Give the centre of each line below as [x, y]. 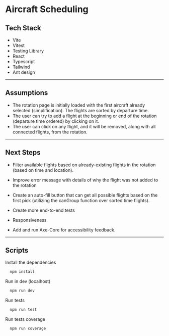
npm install [22, 272]
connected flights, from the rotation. [50, 132]
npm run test [23, 310]
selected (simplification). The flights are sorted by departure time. [81, 110]
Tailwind [21, 67]
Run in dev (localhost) [28, 281]
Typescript [24, 61]
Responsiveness [29, 220]
